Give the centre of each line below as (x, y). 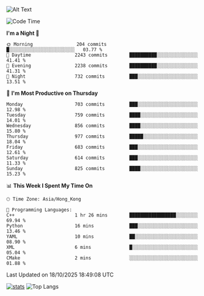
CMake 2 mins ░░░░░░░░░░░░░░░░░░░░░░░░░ (102, 258)
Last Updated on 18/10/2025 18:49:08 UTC (60, 275)
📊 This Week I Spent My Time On (49, 186)
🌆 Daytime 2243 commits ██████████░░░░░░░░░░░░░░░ (102, 55)
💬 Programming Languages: (39, 210)
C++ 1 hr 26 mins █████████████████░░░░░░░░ (102, 215)
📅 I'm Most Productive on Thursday (52, 93)
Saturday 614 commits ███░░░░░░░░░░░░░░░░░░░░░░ (102, 158)
